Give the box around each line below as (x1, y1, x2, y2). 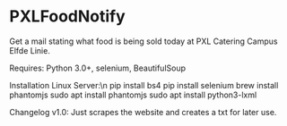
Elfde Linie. (9, 45, 51, 55)
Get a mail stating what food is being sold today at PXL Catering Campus (9, 36, 278, 46)
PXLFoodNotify (9, 6, 126, 27)
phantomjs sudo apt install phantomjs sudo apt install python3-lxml (9, 89, 257, 100)
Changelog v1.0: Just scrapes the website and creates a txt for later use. (9, 106, 277, 117)
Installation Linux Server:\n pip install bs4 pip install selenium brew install (9, 80, 279, 90)
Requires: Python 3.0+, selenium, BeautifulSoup (9, 63, 187, 73)
